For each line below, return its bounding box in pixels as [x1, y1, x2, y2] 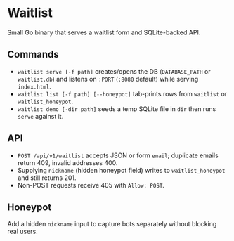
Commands [7, 48, 60, 60]
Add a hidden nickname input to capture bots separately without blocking [7, 220, 217, 228]
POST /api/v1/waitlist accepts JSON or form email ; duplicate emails [17, 151, 219, 159]
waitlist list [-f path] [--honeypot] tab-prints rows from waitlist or [17, 89, 228, 98]
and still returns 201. [17, 174, 77, 182]
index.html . [17, 82, 51, 91]
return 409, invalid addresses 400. [17, 158, 118, 167]
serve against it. [17, 112, 64, 120]
